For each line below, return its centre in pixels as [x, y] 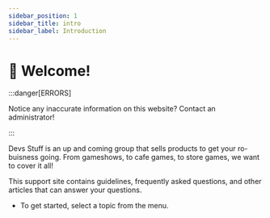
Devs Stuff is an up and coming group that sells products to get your [122, 149]
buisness [23, 157]
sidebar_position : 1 [43, 16]
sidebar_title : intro [45, 23]
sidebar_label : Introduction [57, 31]
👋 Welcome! [50, 71]
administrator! [32, 117]
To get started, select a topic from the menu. [94, 206]
